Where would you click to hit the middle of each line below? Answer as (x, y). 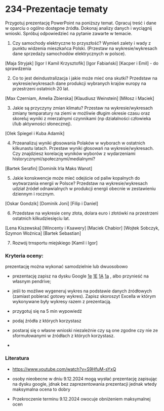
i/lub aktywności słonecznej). (42, 124)
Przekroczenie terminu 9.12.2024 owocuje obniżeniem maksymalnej (81, 399)
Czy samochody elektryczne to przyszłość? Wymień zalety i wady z (82, 43)
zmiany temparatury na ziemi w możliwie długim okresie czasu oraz (81, 113)
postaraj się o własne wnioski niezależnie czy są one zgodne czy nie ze (85, 331)
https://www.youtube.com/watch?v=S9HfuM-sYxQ (64, 369)
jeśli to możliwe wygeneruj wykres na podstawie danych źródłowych (82, 291)
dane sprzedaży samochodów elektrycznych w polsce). (69, 54)
